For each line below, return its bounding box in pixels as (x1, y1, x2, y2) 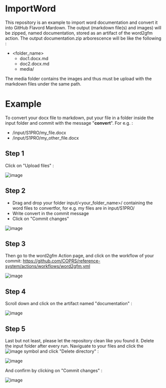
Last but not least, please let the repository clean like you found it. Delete (5, 337, 155, 343)
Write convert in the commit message (12, 210, 89, 216)
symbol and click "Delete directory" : (24, 348, 99, 354)
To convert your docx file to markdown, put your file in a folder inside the (5, 115, 154, 121)
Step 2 (5, 187, 26, 195)
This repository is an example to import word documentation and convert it (5, 19, 158, 25)
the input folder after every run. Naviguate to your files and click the (5, 343, 144, 349)
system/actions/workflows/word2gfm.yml (5, 263, 91, 269)
